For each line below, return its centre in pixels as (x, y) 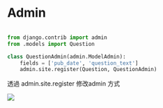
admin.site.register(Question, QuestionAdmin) (88, 70)
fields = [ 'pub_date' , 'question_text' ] (79, 63)
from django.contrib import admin (57, 37)
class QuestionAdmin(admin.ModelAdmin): (67, 56)
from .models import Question (51, 44)
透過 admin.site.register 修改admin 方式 (64, 84)
